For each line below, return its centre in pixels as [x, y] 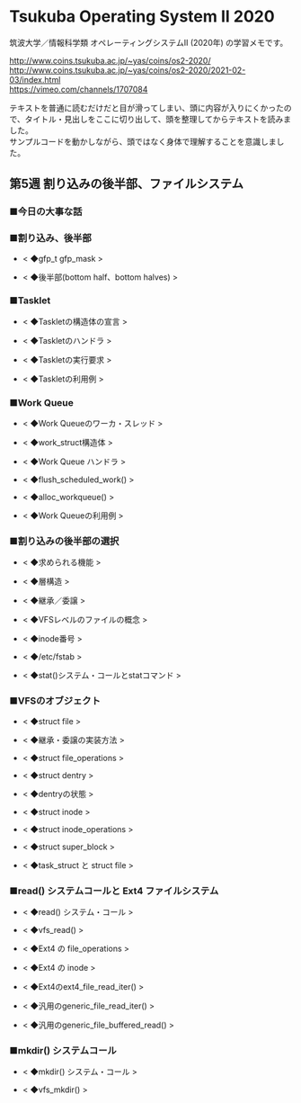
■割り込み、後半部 [50, 238]
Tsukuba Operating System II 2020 [142, 17]
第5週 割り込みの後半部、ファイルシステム [127, 184]
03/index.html [35, 79]
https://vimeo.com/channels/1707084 [79, 89]
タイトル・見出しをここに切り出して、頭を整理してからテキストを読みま [158, 119]
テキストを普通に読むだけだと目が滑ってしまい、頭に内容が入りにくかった [147, 108]
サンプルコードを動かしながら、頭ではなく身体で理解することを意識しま [143, 141]
